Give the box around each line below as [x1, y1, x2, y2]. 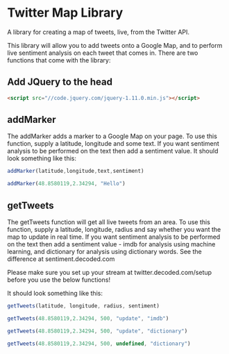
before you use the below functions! [7, 276, 111, 284]
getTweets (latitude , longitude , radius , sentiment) [7, 303, 160, 310]
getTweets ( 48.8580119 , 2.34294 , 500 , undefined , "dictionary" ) [7, 340, 191, 347]
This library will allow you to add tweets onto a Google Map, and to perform [7, 41, 223, 49]
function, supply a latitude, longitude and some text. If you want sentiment [7, 140, 220, 148]
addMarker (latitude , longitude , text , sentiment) [7, 168, 144, 175]
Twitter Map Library [7, 5, 124, 21]
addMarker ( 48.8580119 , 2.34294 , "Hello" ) [7, 180, 126, 187]
